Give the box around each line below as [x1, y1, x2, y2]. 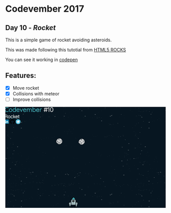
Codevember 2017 [5, 3, 84, 15]
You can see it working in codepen [5, 57, 78, 63]
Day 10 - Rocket [5, 23, 56, 32]
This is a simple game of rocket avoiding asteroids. [5, 37, 112, 43]
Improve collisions [12, 96, 51, 102]
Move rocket [12, 85, 39, 91]
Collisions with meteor [12, 90, 60, 97]
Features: [5, 71, 37, 80]
